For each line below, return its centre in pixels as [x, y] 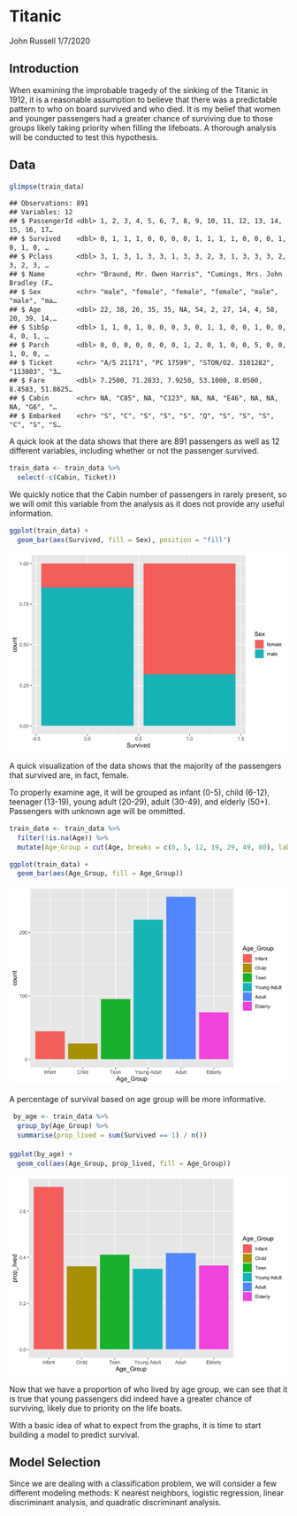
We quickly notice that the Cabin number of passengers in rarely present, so [148, 494]
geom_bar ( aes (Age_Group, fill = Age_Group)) [100, 874]
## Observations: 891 [49, 204]
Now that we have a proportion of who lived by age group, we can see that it [148, 1389]
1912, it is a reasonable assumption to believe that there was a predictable [143, 99]
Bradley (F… [31, 284]
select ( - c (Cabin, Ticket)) [67, 478]
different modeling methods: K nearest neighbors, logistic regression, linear [147, 1493]
